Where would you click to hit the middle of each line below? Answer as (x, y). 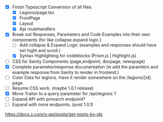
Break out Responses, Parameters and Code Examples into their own (81, 35)
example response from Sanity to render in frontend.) (65, 72)
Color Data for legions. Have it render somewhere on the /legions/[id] (81, 77)
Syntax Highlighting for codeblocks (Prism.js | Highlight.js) (78, 56)
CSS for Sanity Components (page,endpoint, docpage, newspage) (78, 61)
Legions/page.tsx (37, 13)
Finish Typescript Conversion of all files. (52, 7)
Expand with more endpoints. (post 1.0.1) (53, 105)
